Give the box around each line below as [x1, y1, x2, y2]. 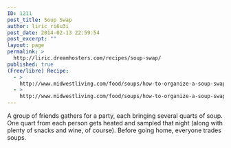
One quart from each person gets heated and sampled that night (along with [7, 119, 223, 127]
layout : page [7, 42, 45, 49]
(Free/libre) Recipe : [7, 67, 69, 74]
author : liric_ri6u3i [7, 23, 69, 29]
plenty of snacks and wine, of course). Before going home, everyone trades [7, 126, 222, 134]
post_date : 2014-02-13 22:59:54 [7, 29, 100, 36]
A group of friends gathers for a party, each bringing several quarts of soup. [7, 112, 223, 120]
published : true [7, 61, 54, 68]
